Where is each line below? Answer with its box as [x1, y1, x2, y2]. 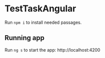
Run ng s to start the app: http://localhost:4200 [4, 47, 101, 53]
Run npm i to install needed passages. [4, 19, 82, 25]
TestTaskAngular [4, 3, 76, 14]
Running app [4, 34, 45, 42]
